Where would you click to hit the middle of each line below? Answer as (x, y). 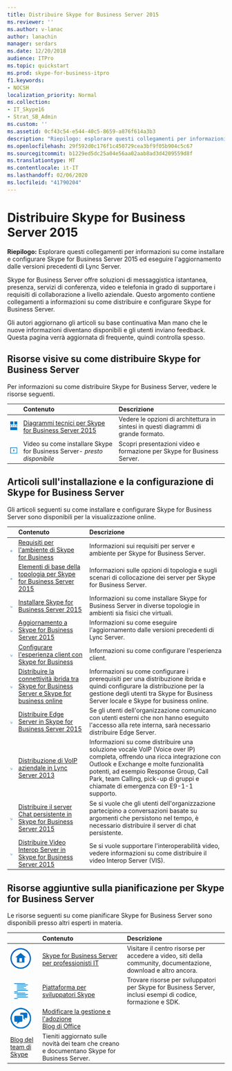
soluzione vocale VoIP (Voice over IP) (142, 749)
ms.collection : (29, 102)
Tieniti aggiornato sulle (75, 1036)
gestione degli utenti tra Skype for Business (151, 693)
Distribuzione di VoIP (48, 760)
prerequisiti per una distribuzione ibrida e (148, 678)
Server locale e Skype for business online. (149, 701)
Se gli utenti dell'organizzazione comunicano (153, 710)
